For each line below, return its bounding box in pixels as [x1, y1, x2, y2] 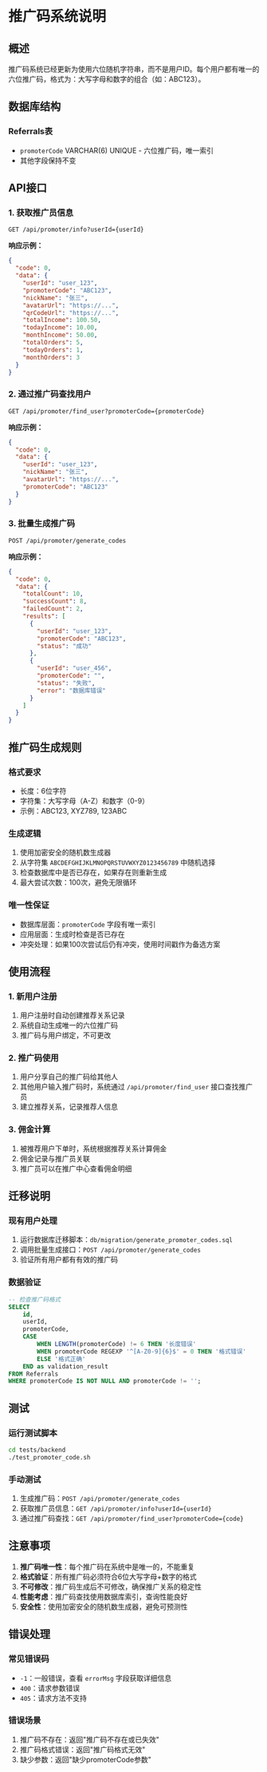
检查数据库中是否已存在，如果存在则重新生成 [19, 868, 167, 878]
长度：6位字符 [19, 786, 67, 795]
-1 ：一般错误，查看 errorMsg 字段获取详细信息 [19, 1673, 172, 1682]
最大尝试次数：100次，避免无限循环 [19, 878, 137, 887]
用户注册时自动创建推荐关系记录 [19, 1010, 125, 1020]
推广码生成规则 [8, 740, 82, 754]
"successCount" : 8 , [22, 597, 88, 606]
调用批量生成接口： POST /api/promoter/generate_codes [19, 1244, 202, 1255]
